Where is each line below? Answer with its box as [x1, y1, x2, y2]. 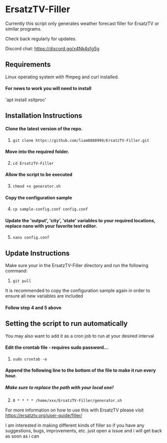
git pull [12, 279, 31, 284]
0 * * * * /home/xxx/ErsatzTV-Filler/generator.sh [12, 398, 122, 403]
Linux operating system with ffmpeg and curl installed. [5, 74, 119, 80]
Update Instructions [5, 249, 70, 257]
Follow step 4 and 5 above [5, 304, 62, 311]
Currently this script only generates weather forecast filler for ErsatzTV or [5, 20, 159, 26]
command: [5, 268, 28, 274]
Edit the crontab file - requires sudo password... [5, 344, 109, 350]
